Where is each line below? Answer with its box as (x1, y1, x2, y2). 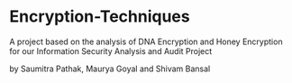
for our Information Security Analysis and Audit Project (9, 45, 213, 56)
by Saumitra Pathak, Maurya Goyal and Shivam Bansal (9, 63, 211, 74)
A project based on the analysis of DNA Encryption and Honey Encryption (9, 36, 283, 47)
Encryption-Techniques (9, 6, 191, 27)
